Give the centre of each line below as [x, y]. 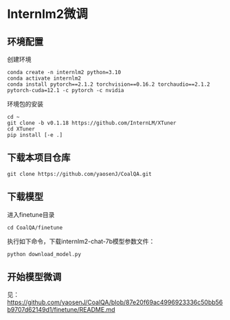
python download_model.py [44, 254]
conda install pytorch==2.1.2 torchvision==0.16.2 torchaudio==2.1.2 [109, 84]
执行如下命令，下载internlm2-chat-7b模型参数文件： [81, 241]
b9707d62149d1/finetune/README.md [61, 310]
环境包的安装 [25, 104]
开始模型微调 [34, 277]
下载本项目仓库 [39, 158]
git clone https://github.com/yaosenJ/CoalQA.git [80, 174]
